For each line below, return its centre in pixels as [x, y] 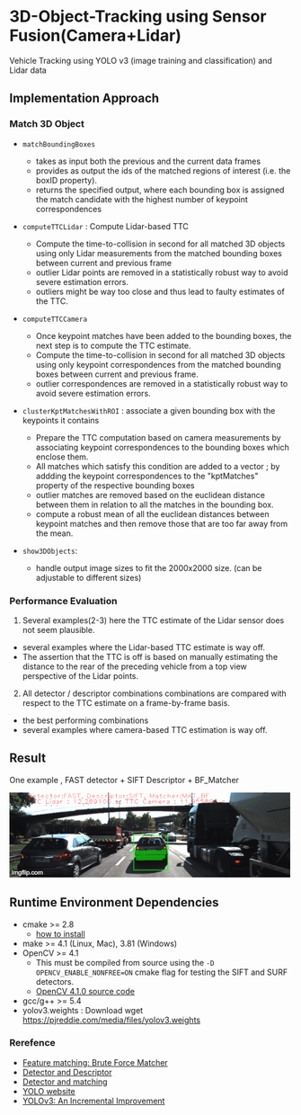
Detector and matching [65, 1082]
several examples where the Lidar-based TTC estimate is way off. [143, 647]
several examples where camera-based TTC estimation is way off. [145, 729]
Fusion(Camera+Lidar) [96, 36]
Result [28, 758]
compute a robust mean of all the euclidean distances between [152, 513]
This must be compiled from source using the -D [125, 962]
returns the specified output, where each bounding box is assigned [160, 190]
